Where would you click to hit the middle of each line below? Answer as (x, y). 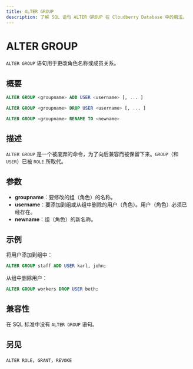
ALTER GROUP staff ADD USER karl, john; (56, 266)
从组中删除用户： (27, 278)
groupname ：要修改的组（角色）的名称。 (65, 197)
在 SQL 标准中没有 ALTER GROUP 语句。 (52, 324)
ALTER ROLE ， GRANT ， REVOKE (39, 360)
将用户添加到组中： (29, 255)
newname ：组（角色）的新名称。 (55, 219)
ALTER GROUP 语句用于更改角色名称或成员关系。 (63, 63)
